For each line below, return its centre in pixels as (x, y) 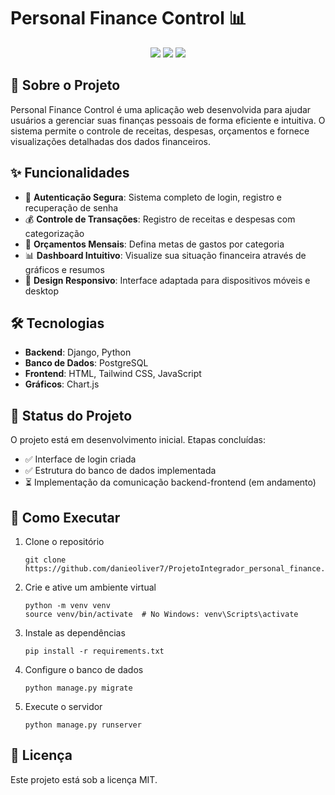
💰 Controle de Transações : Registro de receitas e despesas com (160, 219)
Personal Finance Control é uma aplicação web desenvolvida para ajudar (161, 109)
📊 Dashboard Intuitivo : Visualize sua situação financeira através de (165, 255)
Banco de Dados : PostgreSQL (86, 363)
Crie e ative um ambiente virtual (90, 587)
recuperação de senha (71, 207)
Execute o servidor (63, 706)
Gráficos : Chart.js (62, 384)
